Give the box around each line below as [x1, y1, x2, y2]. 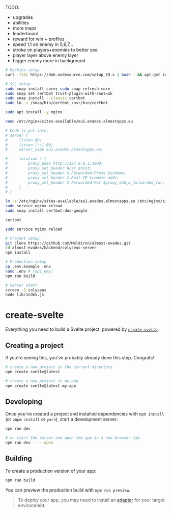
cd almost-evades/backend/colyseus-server [5, 245, 97, 251]
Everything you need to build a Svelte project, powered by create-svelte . [5, 326, 159, 332]
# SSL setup [5, 81, 31, 86]
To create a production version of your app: [5, 468, 97, 474]
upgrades [12, 14, 33, 20]
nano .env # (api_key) [5, 268, 53, 274]
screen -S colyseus [5, 287, 47, 292]
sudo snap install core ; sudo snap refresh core [5, 86, 110, 91]
